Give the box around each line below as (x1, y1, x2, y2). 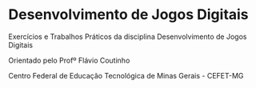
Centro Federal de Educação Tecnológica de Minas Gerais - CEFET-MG (8, 71, 244, 80)
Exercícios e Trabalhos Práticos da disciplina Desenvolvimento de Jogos (8, 32, 247, 41)
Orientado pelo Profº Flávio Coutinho (8, 55, 130, 65)
